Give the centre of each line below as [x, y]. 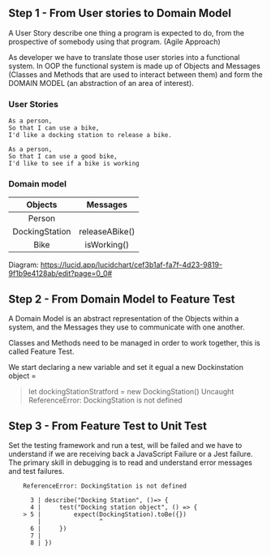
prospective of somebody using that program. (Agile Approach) [114, 41]
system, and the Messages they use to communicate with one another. [127, 327]
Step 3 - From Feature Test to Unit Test [108, 426]
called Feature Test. [41, 351]
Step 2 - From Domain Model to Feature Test [122, 299]
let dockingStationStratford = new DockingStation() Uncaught [131, 392]
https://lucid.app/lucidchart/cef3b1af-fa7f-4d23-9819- [131, 265]
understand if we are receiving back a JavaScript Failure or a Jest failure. [131, 454]
